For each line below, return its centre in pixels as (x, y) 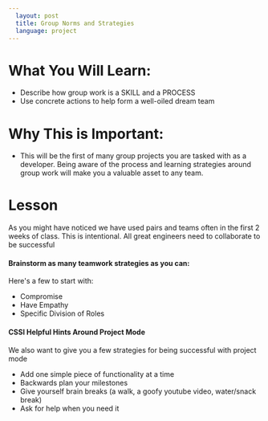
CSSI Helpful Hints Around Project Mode (77, 332)
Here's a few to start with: (51, 281)
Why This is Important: (86, 134)
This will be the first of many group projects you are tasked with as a (133, 156)
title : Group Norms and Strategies (75, 23)
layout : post (37, 16)
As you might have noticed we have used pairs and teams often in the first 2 (134, 228)
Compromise (41, 296)
